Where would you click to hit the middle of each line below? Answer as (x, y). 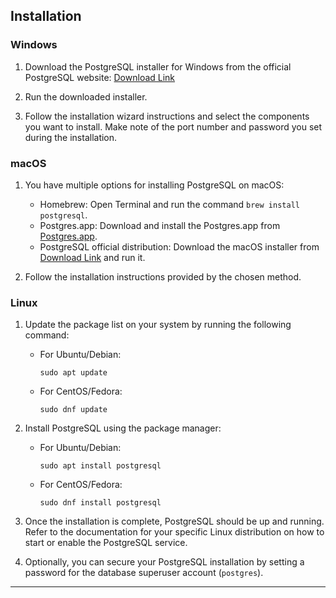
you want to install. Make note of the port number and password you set (173, 126)
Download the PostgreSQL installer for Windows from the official (158, 66)
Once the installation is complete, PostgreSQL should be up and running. (174, 521)
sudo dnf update (73, 410)
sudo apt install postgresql (100, 466)
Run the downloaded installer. (86, 96)
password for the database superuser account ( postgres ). (144, 573)
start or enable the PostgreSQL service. (106, 543)
